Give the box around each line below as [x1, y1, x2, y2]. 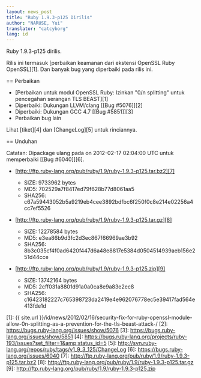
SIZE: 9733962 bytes [23, 179, 76, 186]
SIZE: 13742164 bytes [23, 277, 77, 284]
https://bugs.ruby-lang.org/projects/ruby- [84, 333, 187, 340]
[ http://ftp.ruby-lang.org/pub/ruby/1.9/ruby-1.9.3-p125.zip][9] [14, 265, 166, 272]
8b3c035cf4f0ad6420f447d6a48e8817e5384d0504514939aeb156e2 [23, 247, 196, 254]
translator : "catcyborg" [6, 25, 68, 32]
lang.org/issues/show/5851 [6, 333, 73, 340]
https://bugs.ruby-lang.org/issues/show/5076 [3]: [6, 327, 129, 334]
